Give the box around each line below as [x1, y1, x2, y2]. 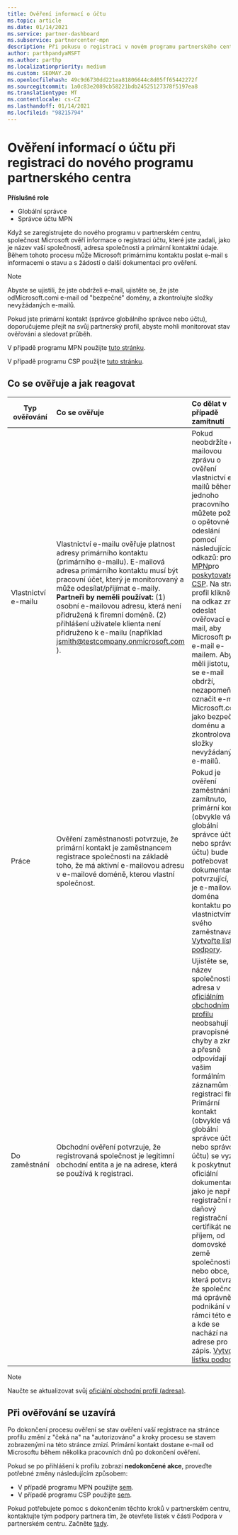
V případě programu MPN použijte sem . [17, 1483, 134, 1492]
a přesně [191, 1044, 221, 1054]
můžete [191, 508, 217, 518]
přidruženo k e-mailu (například [56, 628, 163, 638]
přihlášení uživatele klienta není [56, 618, 161, 628]
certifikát [191, 1221, 222, 1231]
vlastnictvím [191, 909, 232, 919]
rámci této [191, 1310, 225, 1320]
